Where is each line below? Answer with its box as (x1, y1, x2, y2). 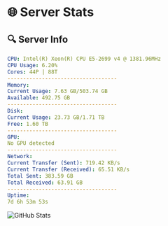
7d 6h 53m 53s (7, 199, 49, 206)
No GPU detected (7, 140, 55, 147)
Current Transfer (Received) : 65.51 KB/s (7, 166, 130, 173)
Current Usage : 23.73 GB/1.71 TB (7, 113, 105, 121)
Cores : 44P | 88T (7, 68, 58, 76)
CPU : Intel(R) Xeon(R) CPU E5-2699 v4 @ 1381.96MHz (7, 55, 161, 62)
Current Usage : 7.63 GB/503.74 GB (7, 88, 108, 95)
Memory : (7, 81, 30, 88)
